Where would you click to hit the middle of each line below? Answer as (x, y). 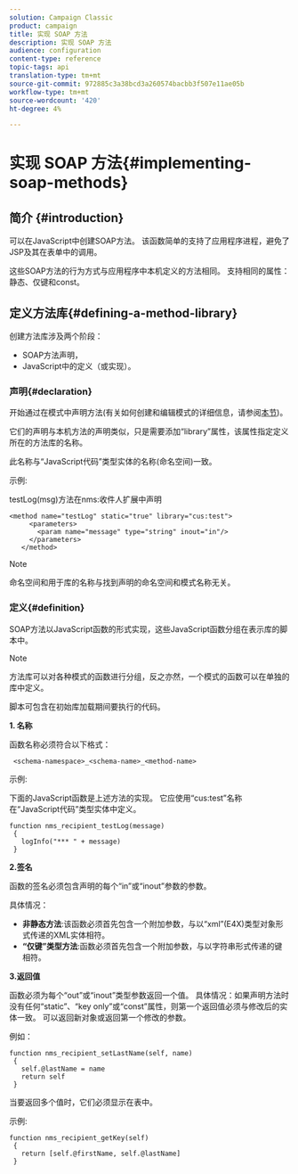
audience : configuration (55, 51)
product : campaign (43, 26)
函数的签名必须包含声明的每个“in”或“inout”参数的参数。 (110, 886)
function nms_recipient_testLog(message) (87, 825)
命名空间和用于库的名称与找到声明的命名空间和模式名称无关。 (122, 583)
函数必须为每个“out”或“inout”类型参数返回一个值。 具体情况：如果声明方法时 (149, 995)
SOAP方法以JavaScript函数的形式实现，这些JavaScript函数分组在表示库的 (145, 628)
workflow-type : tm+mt (49, 92)
